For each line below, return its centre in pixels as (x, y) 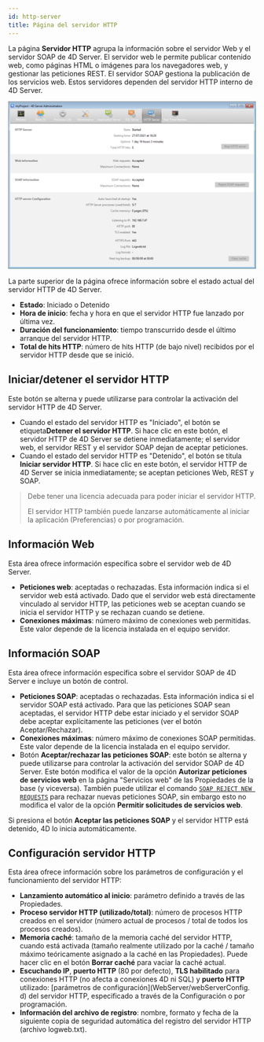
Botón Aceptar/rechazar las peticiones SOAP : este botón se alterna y (133, 755)
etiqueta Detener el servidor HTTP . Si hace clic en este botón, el (124, 430)
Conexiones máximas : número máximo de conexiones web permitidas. (135, 620)
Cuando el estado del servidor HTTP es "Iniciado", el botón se (120, 422)
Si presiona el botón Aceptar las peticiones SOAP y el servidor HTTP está (128, 820)
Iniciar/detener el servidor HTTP (89, 380)
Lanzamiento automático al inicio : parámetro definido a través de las (132, 896)
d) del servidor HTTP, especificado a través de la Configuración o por (132, 996)
